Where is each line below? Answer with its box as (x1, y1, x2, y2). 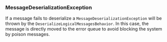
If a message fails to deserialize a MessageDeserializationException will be (5, 15, 162, 21)
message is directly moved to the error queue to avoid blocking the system (5, 26, 162, 32)
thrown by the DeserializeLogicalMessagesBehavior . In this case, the (5, 20, 149, 26)
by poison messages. (5, 31, 50, 37)
